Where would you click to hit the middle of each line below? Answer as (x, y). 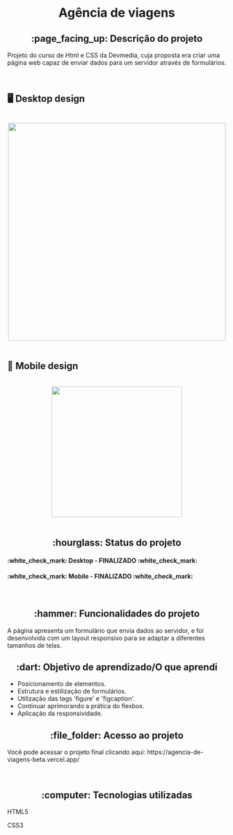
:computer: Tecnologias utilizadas (117, 795)
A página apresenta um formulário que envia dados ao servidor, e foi (105, 630)
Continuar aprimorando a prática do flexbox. (81, 706)
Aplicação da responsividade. (60, 713)
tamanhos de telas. (34, 645)
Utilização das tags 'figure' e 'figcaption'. (76, 699)
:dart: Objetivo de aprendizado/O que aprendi (117, 668)
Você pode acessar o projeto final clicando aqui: (77, 752)
